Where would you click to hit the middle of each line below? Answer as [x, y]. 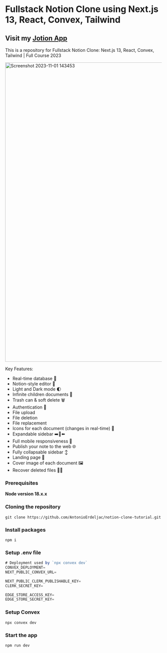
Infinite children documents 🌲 [42, 394]
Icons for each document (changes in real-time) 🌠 [63, 428]
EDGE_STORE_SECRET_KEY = [30, 600]
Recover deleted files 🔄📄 [38, 470]
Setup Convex [23, 612]
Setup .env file [23, 552]
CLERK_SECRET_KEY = [24, 586]
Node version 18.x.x [26, 494]
